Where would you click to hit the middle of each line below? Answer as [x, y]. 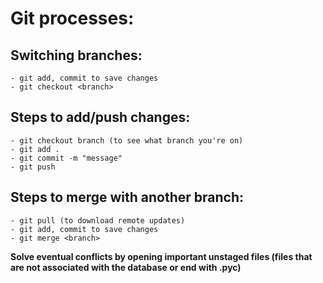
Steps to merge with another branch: [127, 197]
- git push [33, 167]
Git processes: [72, 18]
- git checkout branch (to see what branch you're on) [127, 140]
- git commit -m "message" [66, 158]
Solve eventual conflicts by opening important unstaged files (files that [161, 256]
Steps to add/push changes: [100, 117]
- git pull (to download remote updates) [98, 220]
